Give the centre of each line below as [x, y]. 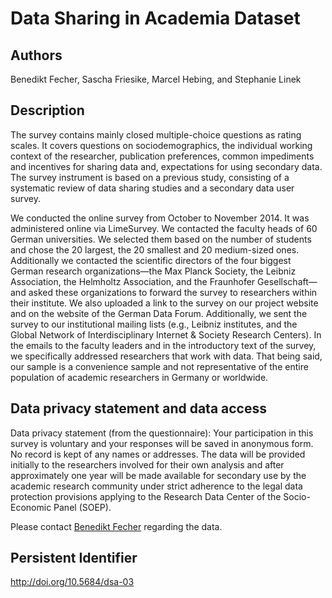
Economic [31, 507]
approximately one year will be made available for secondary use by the [158, 475]
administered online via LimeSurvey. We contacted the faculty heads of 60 [164, 228]
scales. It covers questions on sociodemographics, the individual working [161, 145]
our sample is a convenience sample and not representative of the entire [159, 366]
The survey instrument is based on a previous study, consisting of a [150, 177]
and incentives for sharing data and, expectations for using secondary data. [166, 166]
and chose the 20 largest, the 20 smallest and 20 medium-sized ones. [155, 249]
